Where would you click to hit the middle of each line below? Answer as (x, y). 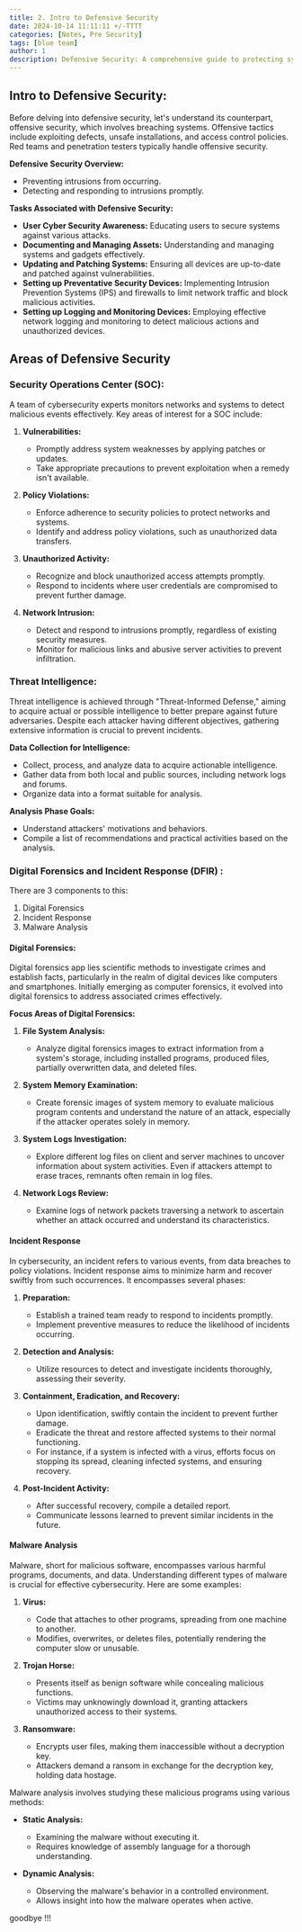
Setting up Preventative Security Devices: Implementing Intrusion (146, 283)
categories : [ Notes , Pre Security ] (76, 34)
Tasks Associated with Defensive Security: (91, 208)
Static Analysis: (53, 1820)
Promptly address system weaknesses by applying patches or (151, 449)
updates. (52, 458)
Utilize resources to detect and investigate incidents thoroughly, (154, 1369)
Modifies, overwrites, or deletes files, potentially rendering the (151, 1638)
